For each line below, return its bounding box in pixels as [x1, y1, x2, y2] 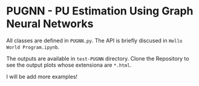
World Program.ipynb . [6, 43, 60, 51]
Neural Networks [6, 17, 94, 31]
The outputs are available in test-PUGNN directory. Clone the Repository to [6, 55, 189, 62]
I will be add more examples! [6, 73, 77, 80]
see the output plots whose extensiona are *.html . [6, 61, 132, 69]
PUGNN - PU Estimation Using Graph [6, 4, 194, 18]
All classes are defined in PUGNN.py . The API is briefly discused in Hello [6, 37, 183, 44]
